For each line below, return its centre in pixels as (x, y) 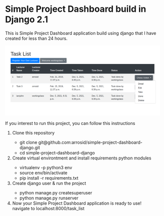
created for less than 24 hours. (36, 38)
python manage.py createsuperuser (56, 192)
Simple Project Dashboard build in (76, 9)
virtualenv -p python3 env (46, 167)
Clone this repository (33, 133)
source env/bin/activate (43, 173)
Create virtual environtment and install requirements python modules (82, 158)
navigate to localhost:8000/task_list (48, 208)
